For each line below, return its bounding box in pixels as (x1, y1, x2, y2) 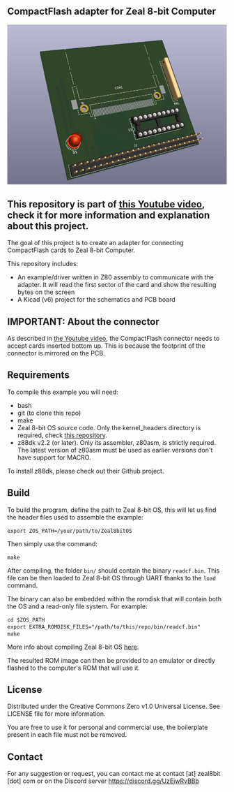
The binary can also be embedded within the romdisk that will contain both (7, 594, 221, 603)
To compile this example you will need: (7, 388, 118, 396)
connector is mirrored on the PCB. (7, 349, 106, 357)
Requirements (7, 369, 70, 381)
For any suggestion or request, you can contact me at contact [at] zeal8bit (7, 770, 221, 778)
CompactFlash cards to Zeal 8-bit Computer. (7, 246, 136, 254)
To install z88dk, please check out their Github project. (7, 467, 164, 475)
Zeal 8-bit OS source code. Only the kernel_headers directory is (17, 423, 201, 432)
